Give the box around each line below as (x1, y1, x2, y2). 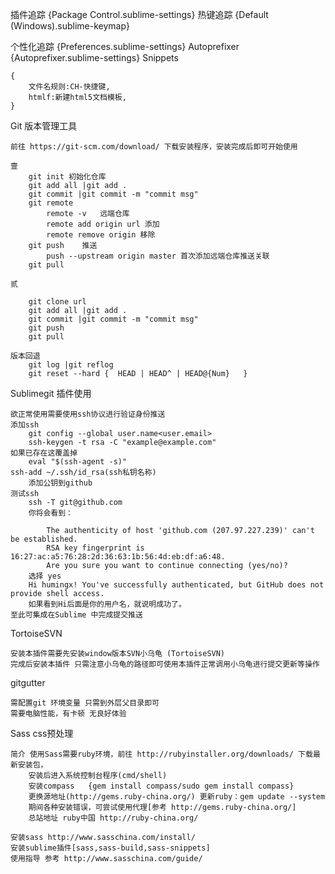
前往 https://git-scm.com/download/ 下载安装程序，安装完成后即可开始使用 (10, 142, 298, 152)
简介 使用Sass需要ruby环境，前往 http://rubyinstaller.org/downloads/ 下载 (10, 749, 313, 759)
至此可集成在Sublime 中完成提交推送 (10, 610, 143, 620)
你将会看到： (28, 508, 73, 518)
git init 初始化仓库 (28, 172, 107, 182)
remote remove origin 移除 (46, 230, 156, 240)
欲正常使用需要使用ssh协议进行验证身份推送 (10, 409, 166, 419)
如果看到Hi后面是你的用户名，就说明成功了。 (28, 599, 187, 609)
